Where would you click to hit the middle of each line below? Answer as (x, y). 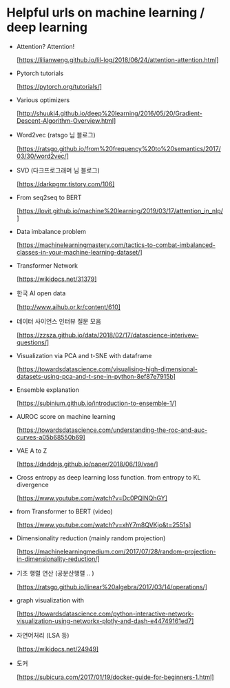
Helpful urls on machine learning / (106, 13)
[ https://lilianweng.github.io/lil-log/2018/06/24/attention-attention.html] (117, 59)
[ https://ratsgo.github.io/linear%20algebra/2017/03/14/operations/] (112, 587)
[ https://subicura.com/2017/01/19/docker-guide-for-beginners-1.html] (115, 677)
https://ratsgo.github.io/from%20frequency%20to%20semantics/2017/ (120, 148)
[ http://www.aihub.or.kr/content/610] (69, 307)
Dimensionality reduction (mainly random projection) (91, 538)
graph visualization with (50, 600)
